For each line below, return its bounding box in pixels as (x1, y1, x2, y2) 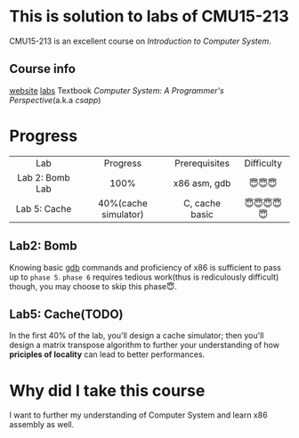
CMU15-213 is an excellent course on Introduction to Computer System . (9, 36, 271, 46)
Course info (9, 61, 76, 77)
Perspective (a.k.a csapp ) (9, 94, 101, 105)
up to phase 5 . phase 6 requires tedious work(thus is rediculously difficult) (9, 272, 279, 282)
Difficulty (244, 157, 283, 169)
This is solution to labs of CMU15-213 (9, 6, 289, 27)
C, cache (183, 197, 221, 209)
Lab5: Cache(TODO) (9, 306, 124, 321)
